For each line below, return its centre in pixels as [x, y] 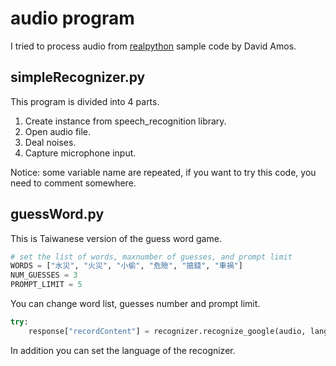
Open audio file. [58, 131]
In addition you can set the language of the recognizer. [123, 350]
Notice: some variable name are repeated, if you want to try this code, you [163, 172]
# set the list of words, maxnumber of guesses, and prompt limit [151, 257]
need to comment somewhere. [73, 183]
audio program [72, 18]
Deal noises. [50, 142]
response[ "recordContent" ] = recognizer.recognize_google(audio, [167, 331]
